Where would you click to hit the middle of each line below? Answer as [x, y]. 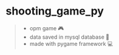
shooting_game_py [55, 11]
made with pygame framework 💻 [71, 44]
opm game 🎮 [47, 28]
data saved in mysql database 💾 [70, 37]
